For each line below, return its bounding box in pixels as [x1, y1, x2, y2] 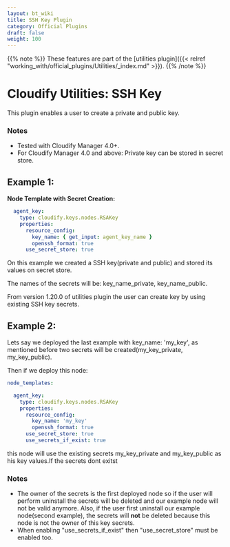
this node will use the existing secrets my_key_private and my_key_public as [7, 449, 222, 457]
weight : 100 [7, 36, 41, 43]
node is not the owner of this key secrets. [17, 519, 136, 527]
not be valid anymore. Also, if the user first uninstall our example [17, 504, 200, 513]
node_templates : [7, 380, 54, 386]
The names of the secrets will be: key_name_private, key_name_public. [7, 280, 208, 288]
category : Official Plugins [7, 23, 88, 30]
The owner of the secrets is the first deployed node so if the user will [17, 490, 213, 498]
